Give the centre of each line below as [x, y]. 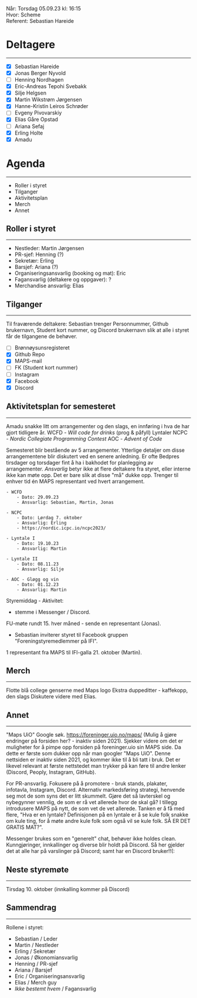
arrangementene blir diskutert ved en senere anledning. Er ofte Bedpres [93, 456]
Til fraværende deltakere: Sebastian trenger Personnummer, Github [87, 324]
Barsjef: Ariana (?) [36, 267]
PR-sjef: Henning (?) [39, 254]
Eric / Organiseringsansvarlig [50, 976]
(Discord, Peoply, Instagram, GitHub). [51, 772]
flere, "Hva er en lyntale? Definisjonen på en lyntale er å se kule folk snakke [97, 815]
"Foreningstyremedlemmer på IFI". [56, 641]
